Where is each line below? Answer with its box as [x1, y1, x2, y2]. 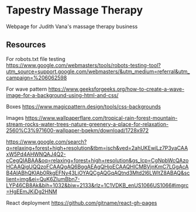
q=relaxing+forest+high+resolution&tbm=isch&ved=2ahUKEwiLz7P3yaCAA [6, 144, 188, 151]
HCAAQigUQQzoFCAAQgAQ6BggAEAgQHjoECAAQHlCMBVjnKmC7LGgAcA [6, 163, 189, 170]
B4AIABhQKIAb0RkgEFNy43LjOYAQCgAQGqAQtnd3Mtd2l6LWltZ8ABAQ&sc [6, 169, 190, 176]
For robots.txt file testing [6, 55, 66, 62]
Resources [6, 40, 46, 50]
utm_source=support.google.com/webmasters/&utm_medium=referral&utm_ [6, 68, 190, 75]
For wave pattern [6, 86, 47, 93]
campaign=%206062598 [6, 74, 67, 81]
